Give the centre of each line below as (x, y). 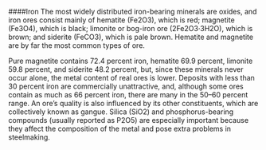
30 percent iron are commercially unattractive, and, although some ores (126, 86)
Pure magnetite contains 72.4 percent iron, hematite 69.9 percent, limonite (131, 61)
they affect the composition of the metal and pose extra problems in (120, 128)
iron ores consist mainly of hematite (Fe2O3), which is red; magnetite (121, 20)
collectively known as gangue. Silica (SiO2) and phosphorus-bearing (121, 112)
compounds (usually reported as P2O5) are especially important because (129, 120)
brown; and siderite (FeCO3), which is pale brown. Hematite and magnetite (131, 37)
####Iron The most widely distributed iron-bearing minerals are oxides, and (133, 12)
